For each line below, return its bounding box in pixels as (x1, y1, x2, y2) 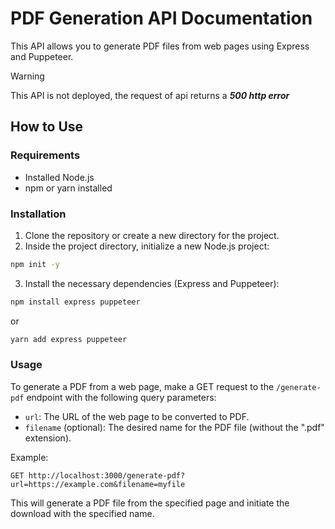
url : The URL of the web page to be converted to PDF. (24, 410, 250, 422)
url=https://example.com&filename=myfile (10, 479, 186, 489)
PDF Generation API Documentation (10, 7, 313, 30)
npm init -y (10, 259, 60, 269)
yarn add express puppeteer (10, 334, 128, 344)
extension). (24, 432, 72, 444)
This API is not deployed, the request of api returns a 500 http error (10, 89, 290, 101)
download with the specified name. (10, 507, 155, 519)
